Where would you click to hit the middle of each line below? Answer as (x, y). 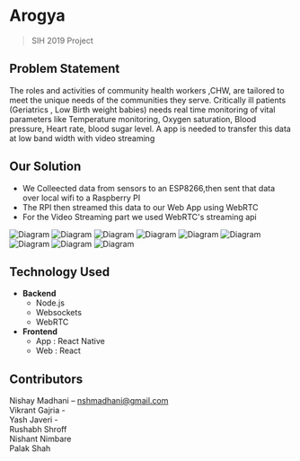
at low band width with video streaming (82, 138)
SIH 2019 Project (62, 40)
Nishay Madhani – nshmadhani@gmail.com (89, 401)
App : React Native (70, 341)
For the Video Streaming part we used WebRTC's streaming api (140, 217)
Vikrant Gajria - (37, 411)
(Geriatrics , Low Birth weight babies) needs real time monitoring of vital (142, 110)
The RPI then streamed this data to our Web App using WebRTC (140, 207)
